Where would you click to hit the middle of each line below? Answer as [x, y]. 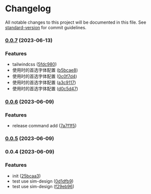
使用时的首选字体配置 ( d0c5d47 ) [45, 89]
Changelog [28, 9]
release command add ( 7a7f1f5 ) [45, 126]
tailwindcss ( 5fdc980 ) [34, 64]
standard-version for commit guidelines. [46, 27]
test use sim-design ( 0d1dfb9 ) [43, 181]
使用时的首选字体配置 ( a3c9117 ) [44, 82]
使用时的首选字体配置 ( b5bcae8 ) [45, 70]
